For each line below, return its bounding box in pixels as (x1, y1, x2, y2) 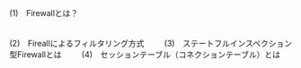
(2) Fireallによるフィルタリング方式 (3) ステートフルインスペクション (9, 38, 293, 48)
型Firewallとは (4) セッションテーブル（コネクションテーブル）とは (9, 49, 281, 60)
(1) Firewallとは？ (9, 8, 79, 18)
